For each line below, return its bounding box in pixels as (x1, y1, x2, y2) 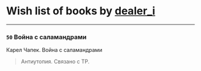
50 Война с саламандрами (6, 33, 87, 41)
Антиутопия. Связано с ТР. (20, 58, 90, 65)
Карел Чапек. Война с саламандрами (6, 47, 103, 54)
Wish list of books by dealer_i (6, 4, 156, 18)
